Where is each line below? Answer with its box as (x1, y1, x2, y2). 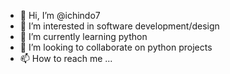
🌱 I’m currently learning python (19, 31, 148, 42)
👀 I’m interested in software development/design (19, 20, 220, 32)
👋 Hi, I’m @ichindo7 (19, 10, 101, 21)
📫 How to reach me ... (19, 53, 113, 64)
